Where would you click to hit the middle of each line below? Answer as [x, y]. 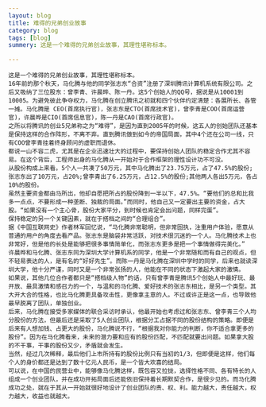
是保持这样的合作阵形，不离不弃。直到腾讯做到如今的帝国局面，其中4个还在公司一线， [128, 135]
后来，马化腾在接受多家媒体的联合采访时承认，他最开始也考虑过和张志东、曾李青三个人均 [132, 312]
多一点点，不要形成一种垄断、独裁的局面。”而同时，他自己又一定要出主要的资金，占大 [127, 202]
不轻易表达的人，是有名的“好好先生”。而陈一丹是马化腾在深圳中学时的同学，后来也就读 [130, 262]
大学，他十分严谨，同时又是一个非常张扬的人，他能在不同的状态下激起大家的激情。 [129, 270]
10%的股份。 [26, 185]
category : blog [33, 30]
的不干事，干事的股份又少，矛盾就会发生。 [67, 346]
